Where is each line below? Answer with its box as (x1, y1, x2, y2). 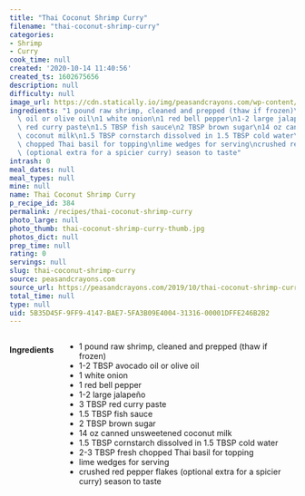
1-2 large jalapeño (78, 389, 146, 400)
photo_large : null (9, 215, 79, 225)
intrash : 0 (9, 156, 51, 166)
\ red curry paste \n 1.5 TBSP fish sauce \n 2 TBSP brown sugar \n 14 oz (17, 123, 282, 132)
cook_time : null (9, 55, 71, 64)
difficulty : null (9, 89, 75, 98)
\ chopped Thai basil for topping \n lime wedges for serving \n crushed (17, 140, 286, 149)
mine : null (9, 182, 51, 191)
